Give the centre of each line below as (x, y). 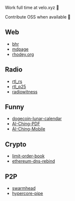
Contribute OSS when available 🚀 (38, 17)
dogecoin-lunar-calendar (37, 119)
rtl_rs (17, 81)
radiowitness (25, 91)
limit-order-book (28, 156)
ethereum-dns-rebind (33, 161)
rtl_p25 (19, 86)
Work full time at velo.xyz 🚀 (32, 8)
